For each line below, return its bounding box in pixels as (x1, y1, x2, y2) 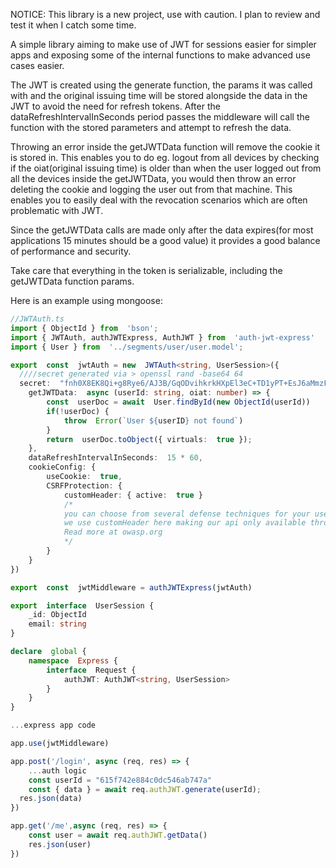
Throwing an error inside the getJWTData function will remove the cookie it (10, 141, 321, 153)
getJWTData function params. (10, 275, 135, 287)
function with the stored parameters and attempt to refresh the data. (10, 122, 292, 133)
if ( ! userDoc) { (46, 406, 110, 416)
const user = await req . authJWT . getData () (28, 830, 208, 840)
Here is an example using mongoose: (10, 295, 163, 306)
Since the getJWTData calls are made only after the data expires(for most (10, 224, 314, 236)
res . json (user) (28, 839, 92, 849)
